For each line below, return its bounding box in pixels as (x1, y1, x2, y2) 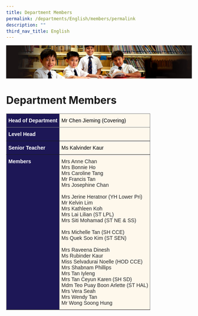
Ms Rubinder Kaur (61, 252, 103, 259)
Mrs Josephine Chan (61, 182, 109, 188)
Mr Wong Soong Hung (61, 299, 113, 306)
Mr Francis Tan (61, 176, 96, 182)
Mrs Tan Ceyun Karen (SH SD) (61, 276, 133, 282)
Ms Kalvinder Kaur (61, 144, 104, 151)
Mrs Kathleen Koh (61, 205, 103, 212)
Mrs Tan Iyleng (61, 270, 95, 276)
